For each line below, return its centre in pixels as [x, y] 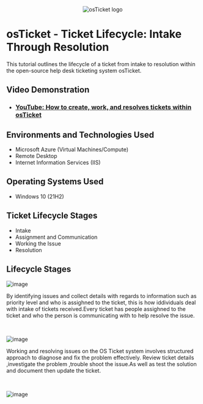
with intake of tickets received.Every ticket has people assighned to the [96, 309]
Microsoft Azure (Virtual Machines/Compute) [72, 149]
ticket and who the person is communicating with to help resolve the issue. [101, 315]
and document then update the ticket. [54, 370]
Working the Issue [38, 243]
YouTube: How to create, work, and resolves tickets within [103, 107]
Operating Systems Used [55, 181]
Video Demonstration [48, 90]
